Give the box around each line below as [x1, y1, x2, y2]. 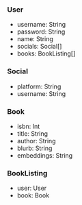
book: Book [16, 191, 50, 200]
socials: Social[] [16, 43, 62, 51]
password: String [16, 27, 66, 36]
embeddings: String [16, 151, 73, 159]
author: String [16, 136, 56, 145]
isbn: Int [16, 122, 40, 130]
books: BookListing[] [16, 49, 76, 58]
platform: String [16, 82, 61, 91]
